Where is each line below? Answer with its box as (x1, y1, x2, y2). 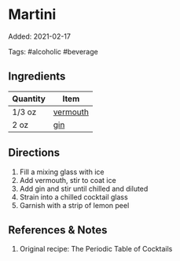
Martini (8, 6, 57, 24)
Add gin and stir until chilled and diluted (19, 184, 149, 193)
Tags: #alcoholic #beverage (8, 47, 98, 56)
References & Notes (8, 223, 108, 237)
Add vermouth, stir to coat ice (19, 175, 116, 185)
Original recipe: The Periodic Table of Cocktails (19, 244, 173, 254)
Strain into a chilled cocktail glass (19, 192, 128, 202)
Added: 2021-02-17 (8, 32, 71, 41)
